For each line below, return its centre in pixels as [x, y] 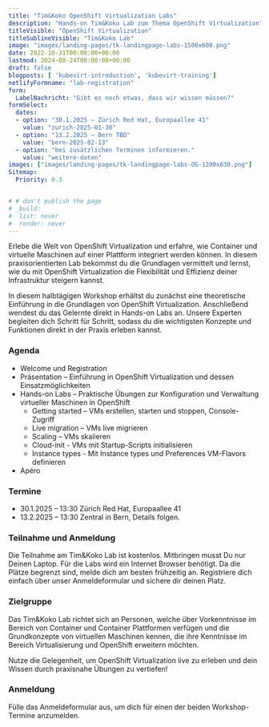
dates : [26, 113]
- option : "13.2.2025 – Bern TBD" [73, 135]
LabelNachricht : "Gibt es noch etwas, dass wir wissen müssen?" [125, 98]
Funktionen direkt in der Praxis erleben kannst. [85, 330]
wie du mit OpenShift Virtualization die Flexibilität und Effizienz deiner [123, 272]
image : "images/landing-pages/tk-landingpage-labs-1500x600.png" [119, 46]
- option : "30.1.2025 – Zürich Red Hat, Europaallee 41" [112, 120]
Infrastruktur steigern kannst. [56, 281]
